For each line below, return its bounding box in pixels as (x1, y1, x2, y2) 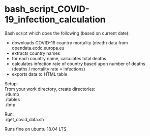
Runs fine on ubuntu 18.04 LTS (4, 126, 67, 132)
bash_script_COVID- (4, 3, 90, 15)
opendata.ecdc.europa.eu (11, 45, 64, 51)
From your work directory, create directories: (4, 86, 95, 92)
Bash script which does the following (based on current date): (4, 30, 130, 36)
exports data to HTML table (11, 71, 67, 77)
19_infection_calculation (4, 14, 106, 25)
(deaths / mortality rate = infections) (11, 66, 86, 72)
